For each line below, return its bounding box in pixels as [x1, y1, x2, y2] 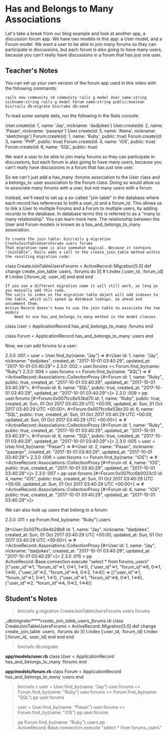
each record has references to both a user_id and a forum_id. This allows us [5, 200, 162, 206]
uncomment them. [5, 301, 39, 306]
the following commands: [5, 85, 58, 91]
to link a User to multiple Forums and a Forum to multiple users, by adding [5, 205, 158, 211]
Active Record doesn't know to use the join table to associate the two [5, 305, 160, 311]
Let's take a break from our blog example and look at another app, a [5, 30, 146, 36]
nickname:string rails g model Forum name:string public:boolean [5, 99, 144, 104]
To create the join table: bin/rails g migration [5, 236, 111, 241]
